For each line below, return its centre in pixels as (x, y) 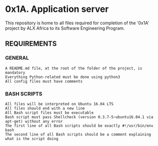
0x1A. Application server (57, 9)
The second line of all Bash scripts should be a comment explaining (78, 134)
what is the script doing (32, 139)
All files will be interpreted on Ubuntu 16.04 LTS (59, 104)
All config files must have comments (44, 81)
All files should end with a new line (45, 108)
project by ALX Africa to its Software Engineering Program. (65, 28)
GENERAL (17, 58)
